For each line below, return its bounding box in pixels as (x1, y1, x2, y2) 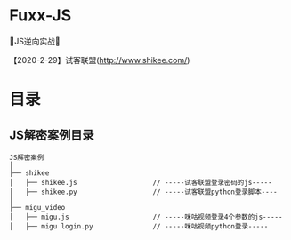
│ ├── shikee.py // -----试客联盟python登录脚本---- (9, 188, 278, 196)
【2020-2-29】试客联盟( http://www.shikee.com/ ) (9, 54, 190, 65)
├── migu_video (9, 203, 66, 212)
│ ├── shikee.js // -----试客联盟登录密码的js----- (9, 178, 273, 187)
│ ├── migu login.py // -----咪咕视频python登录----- (9, 221, 269, 231)
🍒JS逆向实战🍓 (9, 36, 61, 46)
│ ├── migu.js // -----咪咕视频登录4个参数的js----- (9, 212, 283, 221)
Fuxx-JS (9, 5, 72, 26)
